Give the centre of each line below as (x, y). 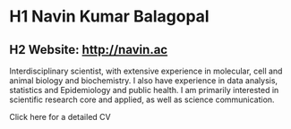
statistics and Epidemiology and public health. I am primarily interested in (144, 90)
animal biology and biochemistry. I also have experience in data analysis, (144, 81)
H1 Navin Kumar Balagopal (109, 17)
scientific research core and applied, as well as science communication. (142, 99)
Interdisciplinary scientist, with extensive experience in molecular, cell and (146, 71)
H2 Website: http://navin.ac (89, 50)
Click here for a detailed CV (60, 117)
